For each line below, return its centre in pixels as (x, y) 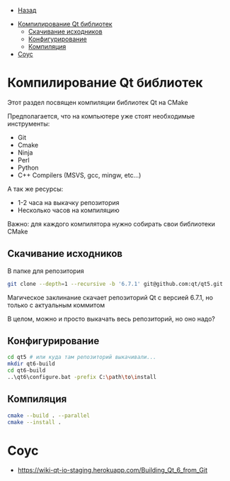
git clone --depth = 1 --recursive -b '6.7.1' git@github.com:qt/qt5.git (115, 284)
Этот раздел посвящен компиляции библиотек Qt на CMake (98, 102)
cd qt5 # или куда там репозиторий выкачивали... (82, 358)
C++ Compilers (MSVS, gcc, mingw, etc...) (79, 175)
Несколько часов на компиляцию (68, 210)
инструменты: (29, 123)
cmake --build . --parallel (49, 415)
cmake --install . (34, 422)
